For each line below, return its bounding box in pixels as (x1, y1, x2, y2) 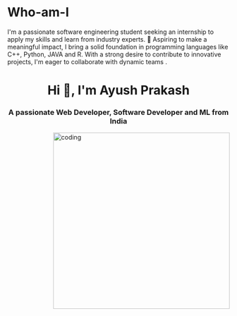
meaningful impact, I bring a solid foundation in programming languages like (7, 42, 229, 51)
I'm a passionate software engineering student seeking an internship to (7, 28, 214, 36)
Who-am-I (7, 4, 69, 20)
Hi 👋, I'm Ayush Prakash (47, 83, 190, 99)
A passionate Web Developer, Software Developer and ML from (8, 107, 229, 117)
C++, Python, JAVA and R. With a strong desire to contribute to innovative (7, 50, 221, 59)
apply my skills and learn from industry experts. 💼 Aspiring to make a (7, 35, 207, 43)
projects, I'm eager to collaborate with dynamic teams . (7, 57, 168, 66)
